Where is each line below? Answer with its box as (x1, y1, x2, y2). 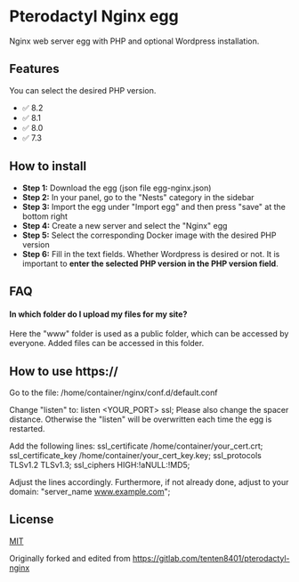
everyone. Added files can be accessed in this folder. (9, 338, 205, 349)
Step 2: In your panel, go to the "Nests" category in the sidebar (21, 191, 255, 202)
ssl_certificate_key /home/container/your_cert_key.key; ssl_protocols (9, 449, 263, 460)
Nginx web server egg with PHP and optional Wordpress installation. (9, 36, 260, 46)
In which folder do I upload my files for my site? (9, 309, 188, 319)
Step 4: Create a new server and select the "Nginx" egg (21, 220, 228, 230)
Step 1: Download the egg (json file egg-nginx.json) (21, 182, 212, 193)
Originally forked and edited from (9, 553, 131, 563)
